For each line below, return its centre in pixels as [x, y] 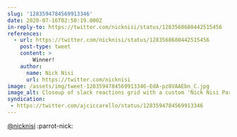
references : [25, 34]
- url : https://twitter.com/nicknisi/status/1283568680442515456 [112, 40]
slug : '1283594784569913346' [50, 14]
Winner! [44, 60]
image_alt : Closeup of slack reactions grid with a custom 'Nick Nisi [113, 93]
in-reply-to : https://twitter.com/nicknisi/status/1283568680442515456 [115, 27]
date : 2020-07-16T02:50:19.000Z [55, 20]
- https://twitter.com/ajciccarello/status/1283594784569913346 [107, 106]
